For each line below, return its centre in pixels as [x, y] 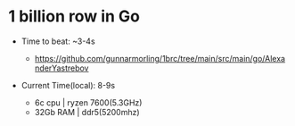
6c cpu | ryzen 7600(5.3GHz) [88, 102]
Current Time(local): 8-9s [68, 85]
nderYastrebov [61, 68]
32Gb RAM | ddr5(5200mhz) [87, 112]
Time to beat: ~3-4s [58, 41]
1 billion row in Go [74, 17]
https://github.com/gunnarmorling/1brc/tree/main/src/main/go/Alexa [160, 58]
